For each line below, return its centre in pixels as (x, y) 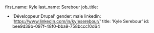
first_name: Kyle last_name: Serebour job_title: (52, 7)
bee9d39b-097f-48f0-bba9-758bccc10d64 (56, 26)
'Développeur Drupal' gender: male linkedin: (56, 16)
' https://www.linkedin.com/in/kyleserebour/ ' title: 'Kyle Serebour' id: (80, 21)
